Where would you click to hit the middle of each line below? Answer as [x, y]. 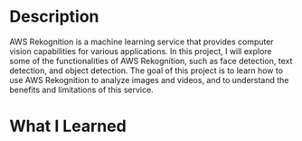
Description [54, 17]
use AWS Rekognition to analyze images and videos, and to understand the [149, 80]
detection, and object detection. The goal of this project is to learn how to [146, 70]
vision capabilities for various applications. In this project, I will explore [141, 51]
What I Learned [68, 126]
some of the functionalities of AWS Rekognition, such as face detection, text [151, 61]
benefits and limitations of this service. [81, 89]
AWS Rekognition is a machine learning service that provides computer [142, 42]
